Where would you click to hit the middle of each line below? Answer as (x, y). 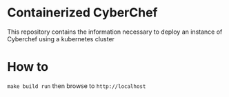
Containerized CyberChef (82, 13)
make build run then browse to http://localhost (77, 86)
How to (28, 67)
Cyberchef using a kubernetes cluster (61, 39)
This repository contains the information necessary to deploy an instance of (115, 32)
